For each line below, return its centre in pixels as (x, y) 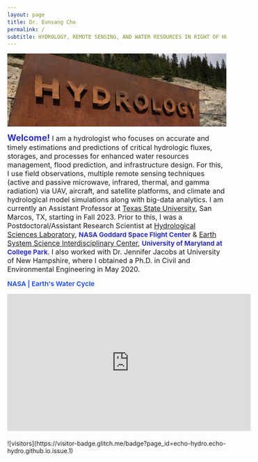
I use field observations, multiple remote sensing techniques (106, 174)
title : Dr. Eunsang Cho (42, 22)
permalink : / (26, 29)
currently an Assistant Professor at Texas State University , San (110, 209)
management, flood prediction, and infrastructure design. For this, (115, 165)
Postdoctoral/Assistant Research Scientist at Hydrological (102, 226)
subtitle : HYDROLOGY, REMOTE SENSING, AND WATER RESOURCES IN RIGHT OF (113, 37)
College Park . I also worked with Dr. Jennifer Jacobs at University (114, 252)
